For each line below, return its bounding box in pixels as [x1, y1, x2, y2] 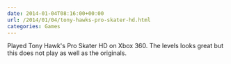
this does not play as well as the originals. [7, 49, 127, 57]
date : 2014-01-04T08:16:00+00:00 [7, 10, 104, 17]
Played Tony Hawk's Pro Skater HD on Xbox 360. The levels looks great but [7, 42, 224, 50]
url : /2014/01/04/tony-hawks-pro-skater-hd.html [7, 17, 151, 23]
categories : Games [7, 23, 61, 30]
